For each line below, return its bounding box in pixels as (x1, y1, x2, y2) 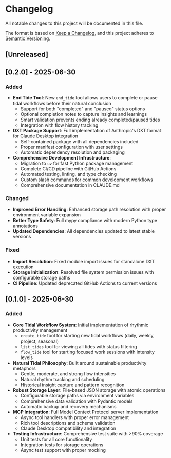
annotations (12, 223, 39, 229)
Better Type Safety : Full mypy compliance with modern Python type (12, 217, 158, 224)
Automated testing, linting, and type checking (20, 171, 117, 177)
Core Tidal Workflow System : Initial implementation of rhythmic (12, 322, 149, 328)
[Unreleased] (5, 50, 49, 59)
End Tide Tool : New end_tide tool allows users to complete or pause (12, 95, 158, 101)
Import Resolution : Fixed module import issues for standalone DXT (12, 258, 155, 264)
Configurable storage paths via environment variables (20, 393, 135, 399)
